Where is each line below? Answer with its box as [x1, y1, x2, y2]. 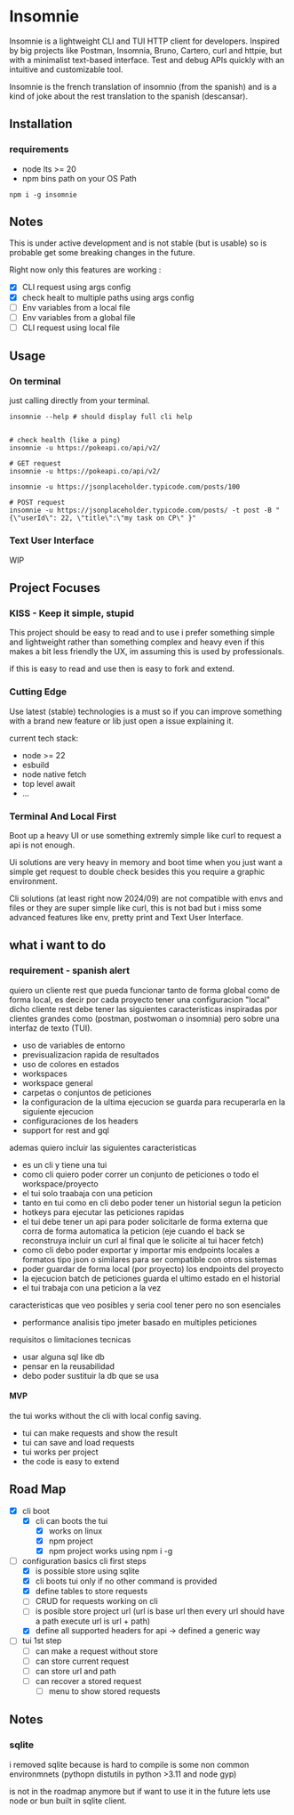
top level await [21, 778, 75, 789]
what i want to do [9, 937, 107, 953]
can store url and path [35, 1665, 117, 1676]
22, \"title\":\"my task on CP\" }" [60, 514, 197, 523]
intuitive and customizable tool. [9, 64, 123, 75]
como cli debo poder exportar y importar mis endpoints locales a [21, 1244, 260, 1255]
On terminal [9, 376, 61, 388]
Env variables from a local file [21, 302, 131, 312]
